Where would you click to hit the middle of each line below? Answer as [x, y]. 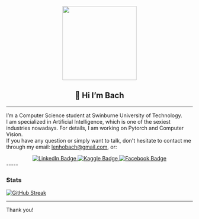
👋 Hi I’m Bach [99, 96]
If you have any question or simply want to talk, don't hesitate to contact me [99, 140]
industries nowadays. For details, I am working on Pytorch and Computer [95, 128]
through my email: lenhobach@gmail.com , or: [62, 147]
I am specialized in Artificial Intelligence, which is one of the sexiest [88, 121]
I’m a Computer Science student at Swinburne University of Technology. [94, 115]
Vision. [15, 134]
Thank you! [20, 210]
